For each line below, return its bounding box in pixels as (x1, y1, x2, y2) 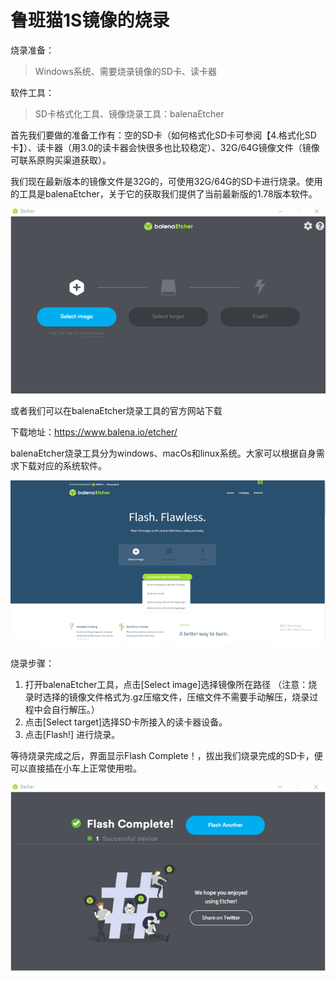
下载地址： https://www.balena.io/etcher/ (10, 426, 178, 438)
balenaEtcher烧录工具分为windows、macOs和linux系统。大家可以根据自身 (10, 447, 317, 459)
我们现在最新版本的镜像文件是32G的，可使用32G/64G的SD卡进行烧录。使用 (10, 175, 323, 187)
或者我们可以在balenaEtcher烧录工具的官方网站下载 (10, 404, 223, 416)
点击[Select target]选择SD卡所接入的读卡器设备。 (24, 716, 228, 728)
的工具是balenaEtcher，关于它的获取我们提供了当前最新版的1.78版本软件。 (10, 187, 318, 200)
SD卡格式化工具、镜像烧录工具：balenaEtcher (34, 107, 225, 120)
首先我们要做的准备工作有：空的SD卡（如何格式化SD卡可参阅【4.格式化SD (10, 129, 317, 141)
